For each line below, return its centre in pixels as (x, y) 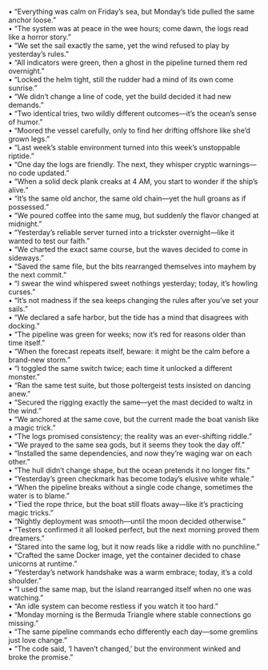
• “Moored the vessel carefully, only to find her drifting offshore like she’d (129, 130)
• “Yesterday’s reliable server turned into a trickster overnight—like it (121, 232)
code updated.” (44, 173)
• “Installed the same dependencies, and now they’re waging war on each (130, 453)
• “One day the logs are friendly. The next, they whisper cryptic (113, 164)
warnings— (238, 164)
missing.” (24, 623)
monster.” (24, 377)
